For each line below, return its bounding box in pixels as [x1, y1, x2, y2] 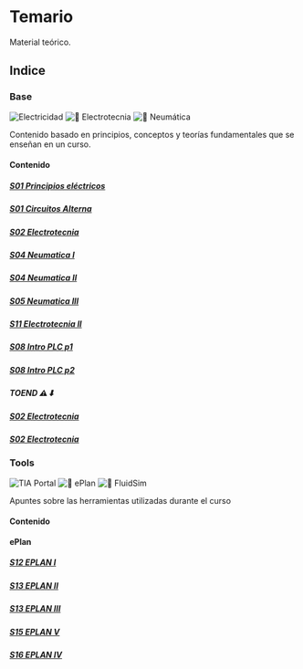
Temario [9, 6, 74, 27]
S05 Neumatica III [9, 295, 79, 307]
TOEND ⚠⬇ [9, 388, 55, 399]
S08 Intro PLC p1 [9, 341, 73, 352]
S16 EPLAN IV [9, 649, 62, 660]
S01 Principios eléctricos [9, 180, 106, 191]
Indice [9, 63, 46, 78]
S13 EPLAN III [9, 603, 61, 614]
